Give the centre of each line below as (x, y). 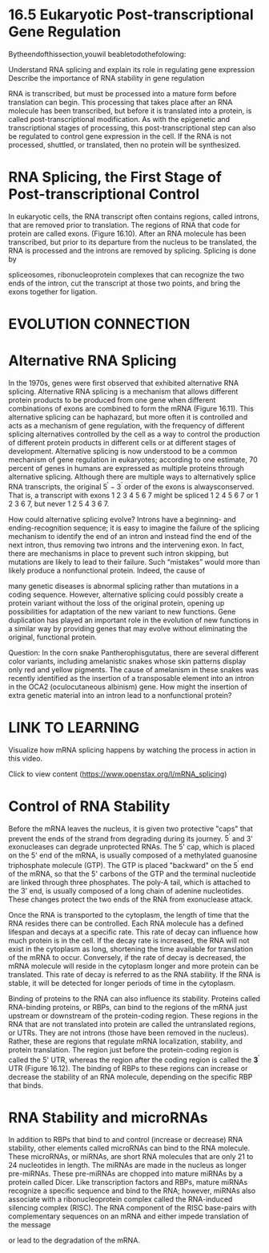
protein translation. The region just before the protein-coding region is (124, 1049)
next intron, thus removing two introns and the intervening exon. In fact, (126, 545)
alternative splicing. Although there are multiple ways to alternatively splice (132, 476)
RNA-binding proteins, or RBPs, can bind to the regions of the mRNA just (128, 1007)
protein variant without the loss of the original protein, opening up (116, 602)
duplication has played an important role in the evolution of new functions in (133, 620)
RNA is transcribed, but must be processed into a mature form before (122, 93)
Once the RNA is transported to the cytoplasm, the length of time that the (129, 914)
